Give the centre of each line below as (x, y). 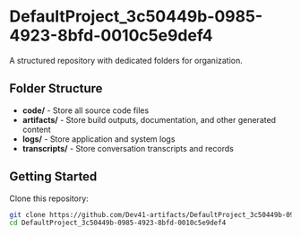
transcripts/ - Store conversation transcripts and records (128, 148)
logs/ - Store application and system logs (99, 139)
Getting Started (53, 177)
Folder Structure (56, 88)
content (36, 129)
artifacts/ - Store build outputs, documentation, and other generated (149, 119)
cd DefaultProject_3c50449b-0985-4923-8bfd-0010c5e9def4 (118, 223)
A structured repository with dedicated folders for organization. (126, 60)
